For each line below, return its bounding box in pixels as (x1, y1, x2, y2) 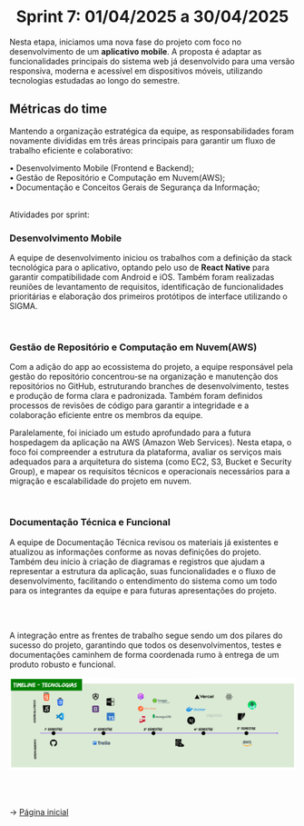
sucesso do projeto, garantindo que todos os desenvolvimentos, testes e (9, 639, 282, 651)
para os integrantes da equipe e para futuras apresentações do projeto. (9, 584, 277, 596)
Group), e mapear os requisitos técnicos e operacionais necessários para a (9, 466, 290, 477)
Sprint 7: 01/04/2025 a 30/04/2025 (15, 6, 289, 27)
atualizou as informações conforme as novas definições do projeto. (9, 546, 261, 557)
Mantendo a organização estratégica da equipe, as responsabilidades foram (9, 125, 295, 136)
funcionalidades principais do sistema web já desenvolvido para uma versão (9, 55, 295, 66)
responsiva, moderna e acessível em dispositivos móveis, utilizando (9, 65, 263, 76)
